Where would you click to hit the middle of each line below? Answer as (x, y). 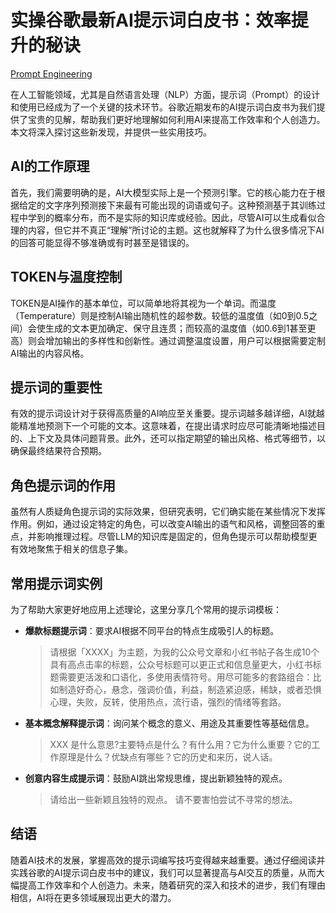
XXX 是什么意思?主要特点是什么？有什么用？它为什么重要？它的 (180, 744)
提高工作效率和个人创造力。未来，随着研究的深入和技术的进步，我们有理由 (172, 885)
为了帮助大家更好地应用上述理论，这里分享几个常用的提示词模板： (146, 609)
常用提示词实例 (56, 583)
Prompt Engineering (51, 73)
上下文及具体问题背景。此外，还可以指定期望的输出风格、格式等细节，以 (176, 438)
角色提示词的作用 (63, 485)
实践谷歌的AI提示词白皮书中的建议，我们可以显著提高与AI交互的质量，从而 (163, 872)
